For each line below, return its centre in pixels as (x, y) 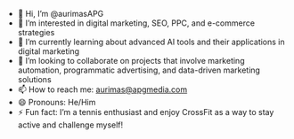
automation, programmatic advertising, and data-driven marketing (139, 70)
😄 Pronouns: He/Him (57, 102)
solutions (34, 79)
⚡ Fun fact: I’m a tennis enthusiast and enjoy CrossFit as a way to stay (146, 112)
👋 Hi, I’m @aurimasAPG (61, 14)
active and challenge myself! (70, 125)
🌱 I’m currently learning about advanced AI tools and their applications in (151, 42)
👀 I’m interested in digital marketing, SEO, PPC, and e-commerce (136, 23)
